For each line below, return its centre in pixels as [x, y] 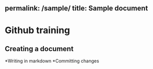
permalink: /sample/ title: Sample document [76, 8]
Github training [37, 30]
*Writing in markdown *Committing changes [52, 61]
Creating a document [39, 48]
